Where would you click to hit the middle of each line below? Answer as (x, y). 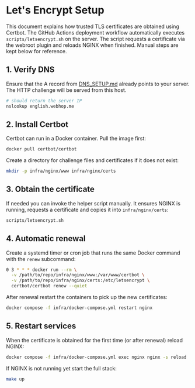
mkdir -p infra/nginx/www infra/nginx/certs (61, 171)
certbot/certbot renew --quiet (49, 286)
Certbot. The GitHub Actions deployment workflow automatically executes (95, 32)
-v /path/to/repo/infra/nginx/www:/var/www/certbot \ (78, 275)
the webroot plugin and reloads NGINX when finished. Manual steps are (92, 45)
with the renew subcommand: (41, 259)
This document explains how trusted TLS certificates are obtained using (93, 26)
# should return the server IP (44, 101)
